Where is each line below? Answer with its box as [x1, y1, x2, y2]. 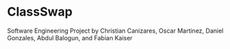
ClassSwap [7, 4, 73, 20]
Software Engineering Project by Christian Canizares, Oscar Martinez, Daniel [7, 27, 224, 35]
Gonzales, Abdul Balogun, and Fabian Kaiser [7, 33, 133, 42]
